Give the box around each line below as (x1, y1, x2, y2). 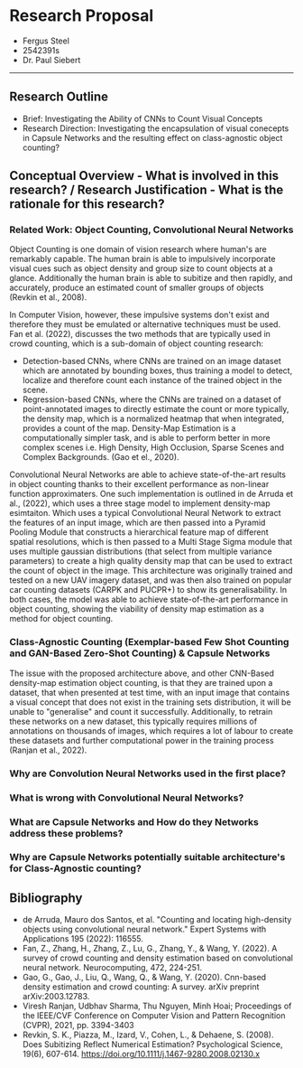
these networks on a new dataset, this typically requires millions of (9, 716, 258, 726)
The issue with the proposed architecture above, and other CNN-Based (9, 668, 275, 679)
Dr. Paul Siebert (22, 54, 81, 65)
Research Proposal (9, 5, 154, 26)
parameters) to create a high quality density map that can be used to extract (9, 556, 293, 567)
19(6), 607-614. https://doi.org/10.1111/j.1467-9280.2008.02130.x (22, 1049, 260, 1060)
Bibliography (9, 890, 83, 905)
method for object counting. (9, 614, 114, 624)
